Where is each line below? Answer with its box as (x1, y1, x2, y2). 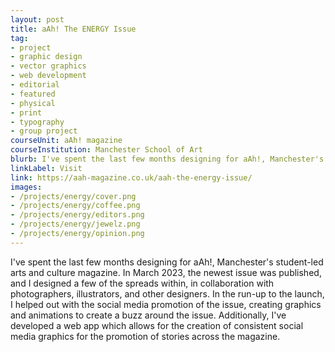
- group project (10, 126, 78, 136)
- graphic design (10, 52, 83, 62)
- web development (10, 71, 87, 81)
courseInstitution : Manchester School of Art (10, 145, 203, 155)
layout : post (10, 14, 65, 25)
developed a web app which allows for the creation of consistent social (10, 319, 304, 331)
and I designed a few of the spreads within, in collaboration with (10, 277, 275, 289)
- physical (10, 98, 56, 108)
